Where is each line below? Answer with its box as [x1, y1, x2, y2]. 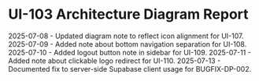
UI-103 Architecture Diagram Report [8, 5, 250, 23]
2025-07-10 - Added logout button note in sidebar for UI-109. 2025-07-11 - [8, 48, 252, 57]
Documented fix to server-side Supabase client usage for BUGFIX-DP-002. [8, 64, 252, 73]
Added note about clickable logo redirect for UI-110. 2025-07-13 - [8, 56, 221, 65]
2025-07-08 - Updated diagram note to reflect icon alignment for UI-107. [8, 31, 244, 40]
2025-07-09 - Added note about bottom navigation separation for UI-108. [8, 39, 247, 48]
